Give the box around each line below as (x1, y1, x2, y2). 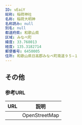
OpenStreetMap (22, 112, 59, 119)
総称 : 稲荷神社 (5, 12, 32, 17)
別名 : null (5, 26, 26, 31)
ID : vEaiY (5, 7, 26, 12)
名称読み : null (5, 21, 34, 26)
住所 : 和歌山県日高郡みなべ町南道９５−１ (5, 53, 78, 59)
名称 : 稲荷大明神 (5, 16, 36, 21)
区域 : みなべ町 (5, 35, 32, 40)
